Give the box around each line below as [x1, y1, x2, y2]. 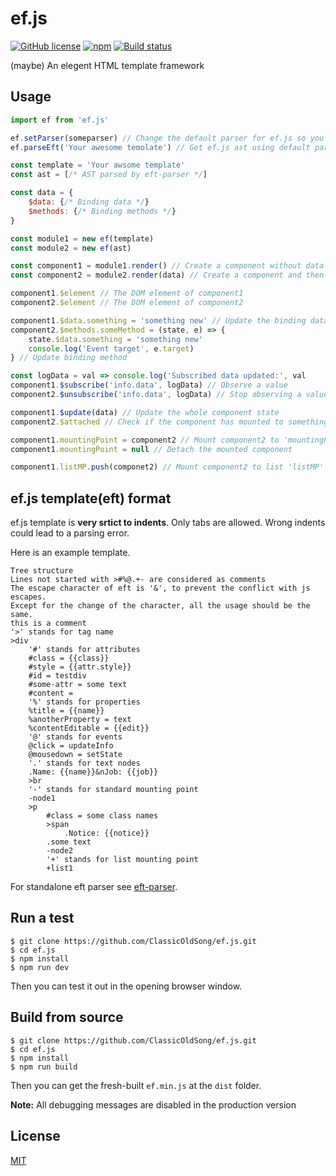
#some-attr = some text [28, 680, 128, 690]
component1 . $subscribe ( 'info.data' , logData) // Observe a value [10, 380, 288, 391]
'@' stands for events [28, 732, 123, 742]
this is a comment [10, 618, 87, 629]
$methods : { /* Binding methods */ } [28, 206, 177, 216]
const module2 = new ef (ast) [10, 243, 132, 253]
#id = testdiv [28, 671, 87, 681]
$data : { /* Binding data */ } [28, 197, 150, 207]
